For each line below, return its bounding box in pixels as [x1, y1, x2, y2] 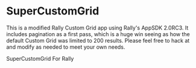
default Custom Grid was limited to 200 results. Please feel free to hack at [6, 37, 190, 44]
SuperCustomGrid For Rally [6, 55, 74, 62]
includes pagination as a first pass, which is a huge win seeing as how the [6, 30, 190, 37]
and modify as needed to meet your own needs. [6, 43, 125, 51]
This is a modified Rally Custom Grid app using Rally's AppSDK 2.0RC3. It [6, 24, 189, 31]
